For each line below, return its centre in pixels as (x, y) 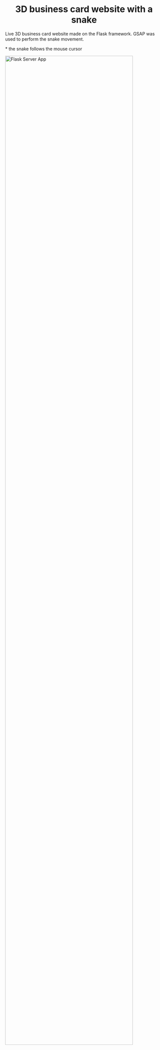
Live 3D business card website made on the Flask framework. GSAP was (80, 34)
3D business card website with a (84, 9)
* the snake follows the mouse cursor (44, 49)
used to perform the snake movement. (44, 39)
